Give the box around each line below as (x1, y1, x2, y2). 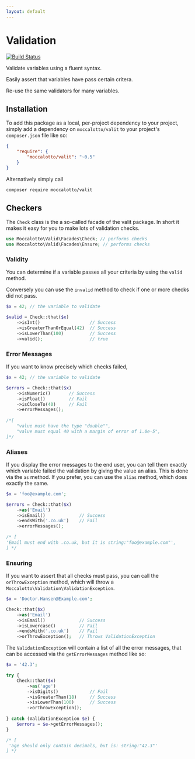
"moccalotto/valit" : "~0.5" (27, 154, 95, 160)
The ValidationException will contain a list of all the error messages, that (6, 644, 182, 651)
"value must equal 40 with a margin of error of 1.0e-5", (16, 428, 161, 434)
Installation (6, 103, 48, 114)
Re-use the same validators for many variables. (6, 87, 120, 94)
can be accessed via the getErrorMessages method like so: (6, 650, 147, 658)
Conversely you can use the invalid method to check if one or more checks (6, 286, 189, 293)
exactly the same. (6, 479, 48, 487)
